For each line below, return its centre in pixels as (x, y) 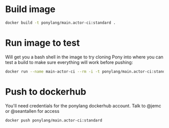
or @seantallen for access (32, 111)
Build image (30, 9)
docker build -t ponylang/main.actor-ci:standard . (60, 23)
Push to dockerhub (46, 91)
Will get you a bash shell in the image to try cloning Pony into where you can (84, 57)
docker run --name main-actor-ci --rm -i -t (53, 72)
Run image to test (43, 43)
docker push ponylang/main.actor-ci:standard (54, 120)
